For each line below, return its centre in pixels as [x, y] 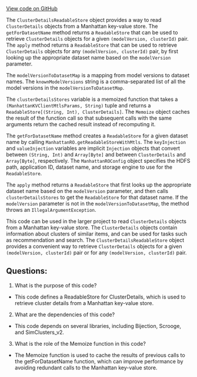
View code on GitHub [32, 9]
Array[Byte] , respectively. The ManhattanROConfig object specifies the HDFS [98, 161]
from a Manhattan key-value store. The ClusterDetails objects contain [92, 227]
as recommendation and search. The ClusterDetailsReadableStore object [95, 240]
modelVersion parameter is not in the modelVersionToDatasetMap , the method [98, 204]
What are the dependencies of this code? [65, 314]
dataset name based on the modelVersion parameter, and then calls [87, 191]
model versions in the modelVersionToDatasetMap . [65, 88]
